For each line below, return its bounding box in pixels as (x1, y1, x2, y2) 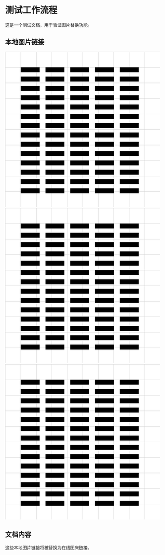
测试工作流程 (5, 4, 58, 16)
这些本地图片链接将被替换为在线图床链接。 (5, 545, 92, 551)
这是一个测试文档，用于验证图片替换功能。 (5, 22, 92, 28)
